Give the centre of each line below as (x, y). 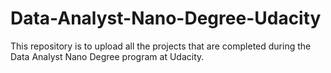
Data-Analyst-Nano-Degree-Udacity (166, 18)
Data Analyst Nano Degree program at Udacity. (107, 56)
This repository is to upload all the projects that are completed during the (161, 46)
